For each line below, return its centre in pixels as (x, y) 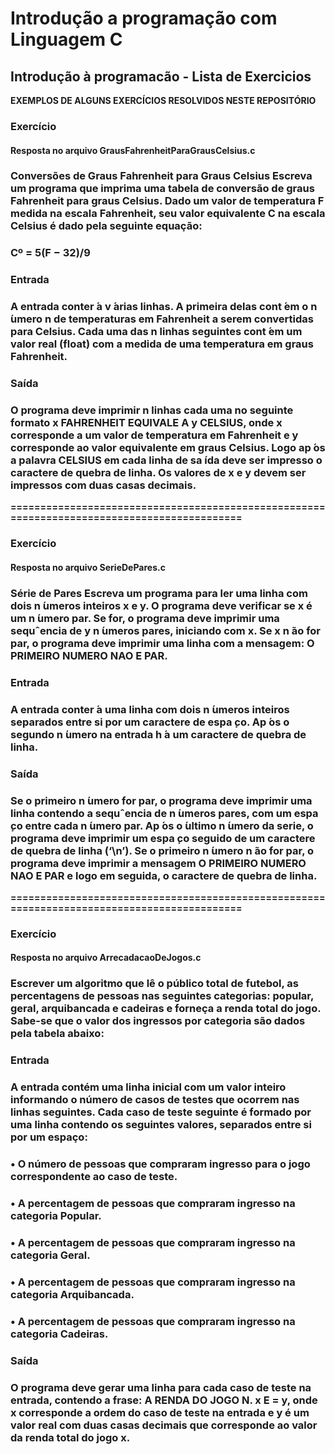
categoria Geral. (50, 1255)
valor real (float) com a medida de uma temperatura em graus (162, 344)
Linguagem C (66, 39)
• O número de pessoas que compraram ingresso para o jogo (160, 1164)
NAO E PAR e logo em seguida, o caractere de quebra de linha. (164, 875)
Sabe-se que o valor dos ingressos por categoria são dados (158, 1021)
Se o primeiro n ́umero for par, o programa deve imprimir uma (161, 800)
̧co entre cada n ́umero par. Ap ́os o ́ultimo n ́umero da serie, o (162, 825)
